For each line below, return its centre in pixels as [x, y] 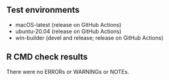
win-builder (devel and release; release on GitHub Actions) [89, 38]
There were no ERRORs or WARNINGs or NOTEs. [68, 71]
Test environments [43, 10]
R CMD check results [47, 57]
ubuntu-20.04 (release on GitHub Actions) [68, 31]
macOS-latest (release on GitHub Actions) [68, 24]
